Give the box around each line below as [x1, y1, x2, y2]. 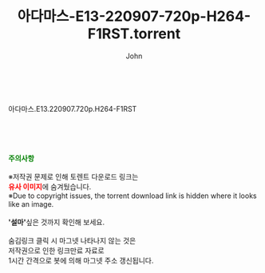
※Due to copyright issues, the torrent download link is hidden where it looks [8, 191, 257, 200]
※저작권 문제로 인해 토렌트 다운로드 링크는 [8, 172, 139, 181]
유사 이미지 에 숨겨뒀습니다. [8, 181, 92, 192]
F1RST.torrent [87, 25, 181, 43]
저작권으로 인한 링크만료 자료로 [8, 245, 105, 255]
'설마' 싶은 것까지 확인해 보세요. [8, 217, 105, 227]
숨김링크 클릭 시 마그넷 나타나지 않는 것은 [8, 235, 136, 245]
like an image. [8, 199, 54, 208]
